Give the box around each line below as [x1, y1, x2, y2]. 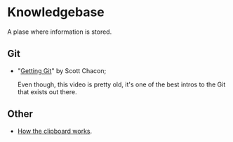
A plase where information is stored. [7, 27, 112, 36]
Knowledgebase [7, 4, 105, 20]
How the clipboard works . [17, 127, 93, 135]
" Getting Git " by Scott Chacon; [17, 66, 107, 75]
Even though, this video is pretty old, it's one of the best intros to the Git [17, 80, 226, 89]
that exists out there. [17, 87, 77, 96]
